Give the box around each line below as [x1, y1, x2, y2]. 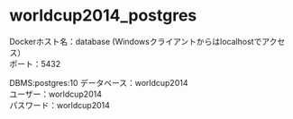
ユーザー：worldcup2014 [9, 89, 102, 99]
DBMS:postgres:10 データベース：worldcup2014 [9, 77, 188, 88]
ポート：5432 [9, 58, 61, 69]
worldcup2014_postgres [9, 5, 197, 26]
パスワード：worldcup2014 [9, 99, 111, 110]
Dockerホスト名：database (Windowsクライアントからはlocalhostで [9, 36, 262, 47]
